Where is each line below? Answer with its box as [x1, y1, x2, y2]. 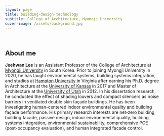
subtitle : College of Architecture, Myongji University [5, 16, 123, 21]
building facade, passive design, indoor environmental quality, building [5, 115, 149, 121]
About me [5, 49, 36, 57]
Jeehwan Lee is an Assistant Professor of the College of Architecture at [5, 62, 152, 68]
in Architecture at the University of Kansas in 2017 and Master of [5, 83, 137, 89]
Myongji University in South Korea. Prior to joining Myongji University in [5, 67, 151, 73]
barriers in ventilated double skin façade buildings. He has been [5, 99, 135, 105]
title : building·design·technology [5, 12, 79, 17]
